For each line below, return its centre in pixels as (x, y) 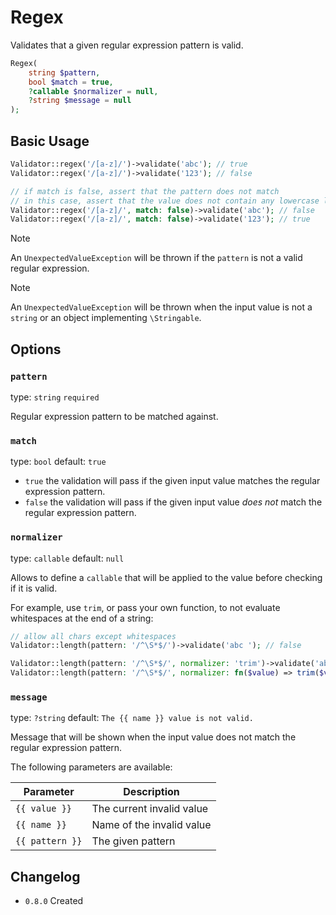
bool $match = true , (71, 82)
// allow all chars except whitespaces (93, 636)
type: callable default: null (67, 558)
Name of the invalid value (151, 825)
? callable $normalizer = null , (93, 91)
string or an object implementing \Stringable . (106, 318)
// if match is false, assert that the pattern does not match (145, 191)
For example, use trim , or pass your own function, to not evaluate (145, 607)
